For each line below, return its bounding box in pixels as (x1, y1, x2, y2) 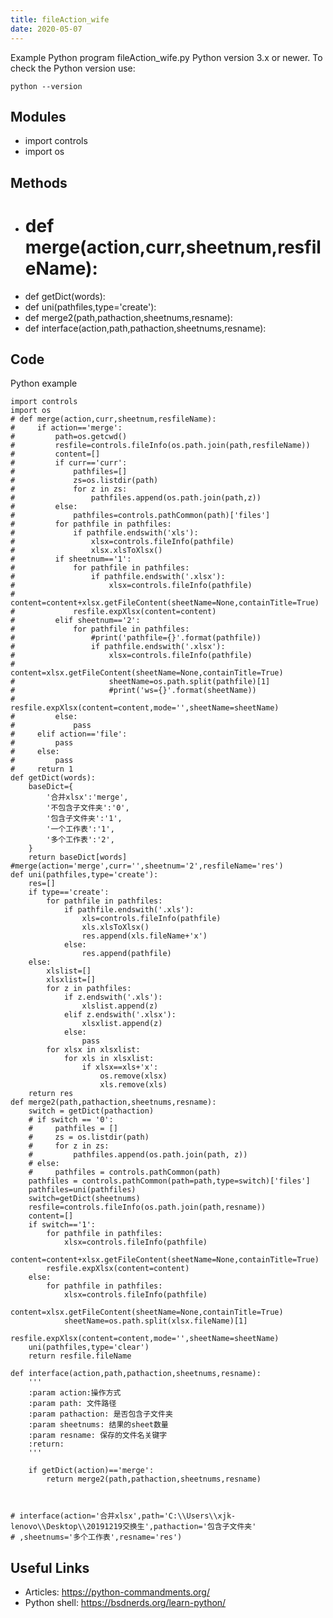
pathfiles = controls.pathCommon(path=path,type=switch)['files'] (28, 1176, 311, 1186)
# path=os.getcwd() (10, 432, 128, 442)
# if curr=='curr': (10, 458, 128, 468)
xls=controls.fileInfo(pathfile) (81, 914, 222, 924)
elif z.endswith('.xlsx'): (63, 1010, 177, 1020)
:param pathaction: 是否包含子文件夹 (28, 1409, 173, 1420)
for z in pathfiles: (46, 984, 132, 994)
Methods (10, 174, 68, 191)
